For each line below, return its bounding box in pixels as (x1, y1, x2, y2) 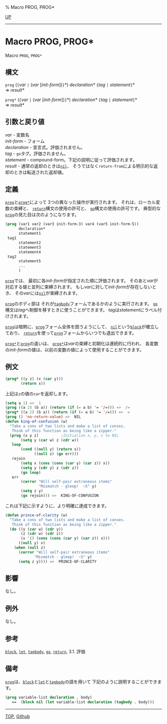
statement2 (18, 240, 41, 245)
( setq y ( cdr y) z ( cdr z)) (20, 465, 79, 470)
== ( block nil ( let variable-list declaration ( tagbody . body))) (11, 700, 155, 705)
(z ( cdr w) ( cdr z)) (20, 531, 64, 536)
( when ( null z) (14, 545, 46, 550)
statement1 (18, 231, 41, 236)
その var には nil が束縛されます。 (14, 290, 81, 296)
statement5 (18, 259, 41, 264)
